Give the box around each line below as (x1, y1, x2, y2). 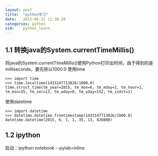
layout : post (5, 7, 32, 12)
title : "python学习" (5, 12, 49, 17)
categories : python (5, 21, 46, 26)
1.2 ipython (5, 131, 41, 139)
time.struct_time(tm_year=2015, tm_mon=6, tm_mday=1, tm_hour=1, (5, 84, 144, 90)
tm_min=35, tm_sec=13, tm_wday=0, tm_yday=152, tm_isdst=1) (5, 89, 133, 94)
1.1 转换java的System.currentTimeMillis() (5, 45, 135, 54)
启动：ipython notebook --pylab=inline (5, 144, 85, 150)
